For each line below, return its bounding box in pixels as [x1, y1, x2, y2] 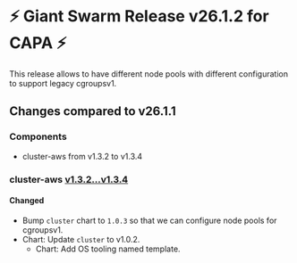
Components [9, 130, 67, 143]
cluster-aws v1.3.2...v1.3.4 [9, 173, 129, 185]
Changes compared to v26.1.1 [9, 103, 176, 119]
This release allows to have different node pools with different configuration [9, 68, 289, 79]
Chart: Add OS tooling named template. [35, 243, 181, 254]
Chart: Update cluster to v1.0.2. [21, 234, 140, 244]
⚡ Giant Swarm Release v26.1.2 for [9, 6, 270, 27]
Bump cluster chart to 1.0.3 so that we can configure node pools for [21, 215, 277, 226]
